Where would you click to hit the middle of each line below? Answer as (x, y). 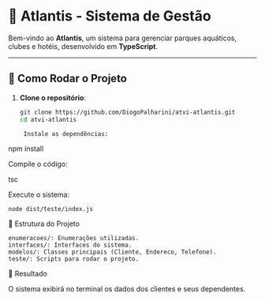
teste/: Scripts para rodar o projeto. (74, 259)
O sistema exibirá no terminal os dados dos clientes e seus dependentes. (127, 289)
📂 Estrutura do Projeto (44, 224)
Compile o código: (38, 164)
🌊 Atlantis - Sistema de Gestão (110, 16)
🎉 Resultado (28, 274)
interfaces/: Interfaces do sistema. (70, 245)
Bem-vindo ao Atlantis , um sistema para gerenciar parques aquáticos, (123, 38)
